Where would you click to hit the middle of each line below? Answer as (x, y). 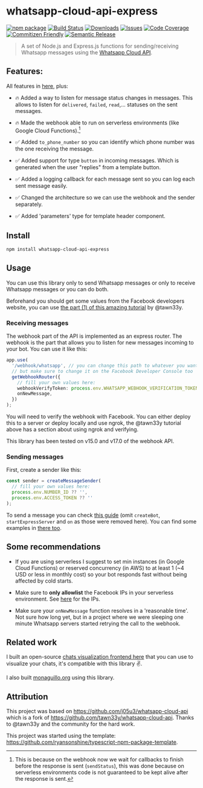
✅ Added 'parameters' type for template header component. (90, 216)
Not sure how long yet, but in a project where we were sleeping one (99, 617)
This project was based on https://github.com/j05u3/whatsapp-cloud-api (97, 711)
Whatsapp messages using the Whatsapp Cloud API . (87, 52)
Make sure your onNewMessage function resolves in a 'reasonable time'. (101, 610)
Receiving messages (37, 323)
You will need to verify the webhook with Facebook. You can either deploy (98, 417)
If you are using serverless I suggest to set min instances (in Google (100, 561)
